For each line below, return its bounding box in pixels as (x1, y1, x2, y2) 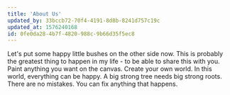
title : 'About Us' (7, 10, 62, 18)
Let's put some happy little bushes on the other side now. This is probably (7, 50, 224, 58)
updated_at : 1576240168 (7, 23, 78, 30)
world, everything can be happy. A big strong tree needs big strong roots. (7, 72, 222, 81)
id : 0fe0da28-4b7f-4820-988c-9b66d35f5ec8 (7, 30, 135, 38)
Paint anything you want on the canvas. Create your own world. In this (7, 65, 212, 73)
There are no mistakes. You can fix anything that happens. (7, 79, 178, 89)
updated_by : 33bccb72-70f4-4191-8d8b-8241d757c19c (7, 17, 160, 24)
